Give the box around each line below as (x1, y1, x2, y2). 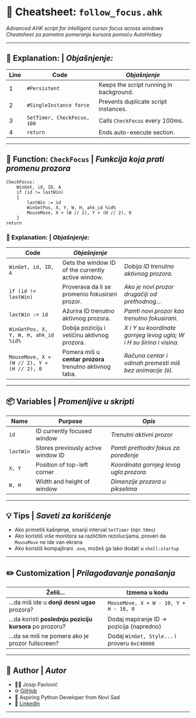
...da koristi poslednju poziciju (9, 615, 93, 623)
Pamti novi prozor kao (124, 307, 185, 315)
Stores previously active (36, 443, 102, 452)
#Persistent (26, 85, 60, 91)
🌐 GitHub (14, 688, 37, 695)
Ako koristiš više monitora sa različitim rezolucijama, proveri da (14, 532, 166, 539)
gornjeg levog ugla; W (124, 331, 185, 339)
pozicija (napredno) (107, 623, 162, 631)
